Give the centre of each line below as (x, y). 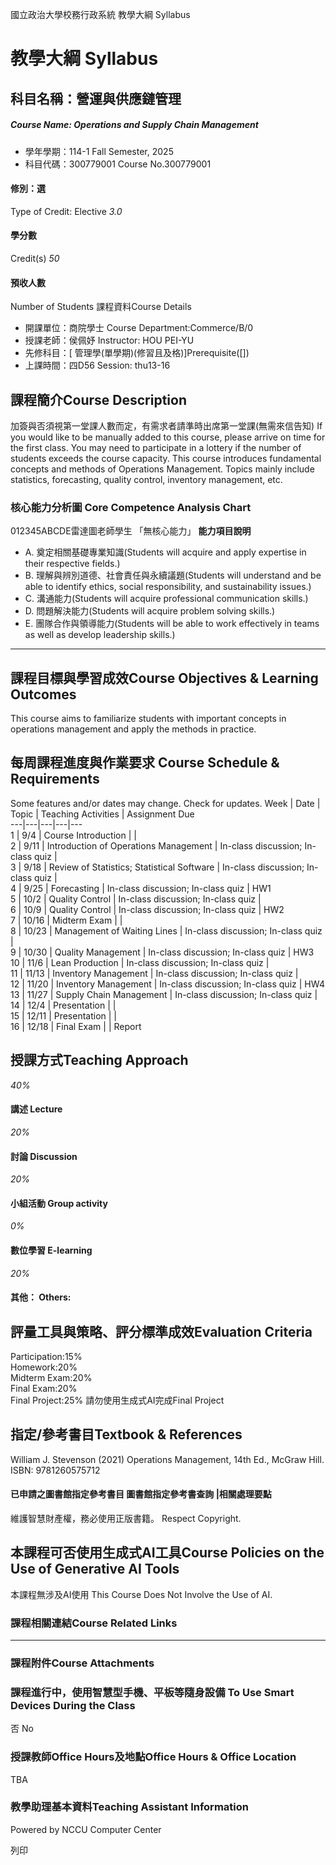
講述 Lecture (36, 1109)
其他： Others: (41, 1297)
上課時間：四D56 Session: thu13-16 (97, 365)
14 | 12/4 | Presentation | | (63, 1005)
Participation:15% (46, 1356)
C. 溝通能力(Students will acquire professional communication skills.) (166, 599)
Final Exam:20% (44, 1388)
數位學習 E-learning (51, 1250)
